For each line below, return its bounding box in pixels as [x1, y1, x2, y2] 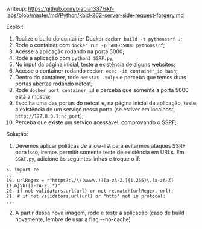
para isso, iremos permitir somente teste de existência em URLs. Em [14, 148, 185, 156]
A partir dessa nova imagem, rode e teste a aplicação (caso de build [14, 209, 185, 216]
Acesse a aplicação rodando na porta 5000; [14, 48, 125, 55]
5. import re [6, 167, 39, 173]
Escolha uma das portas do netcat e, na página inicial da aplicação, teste [14, 99, 197, 107]
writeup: [6, 5, 27, 12]
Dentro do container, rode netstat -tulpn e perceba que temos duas [14, 74, 187, 81]
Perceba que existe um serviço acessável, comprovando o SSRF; [14, 119, 177, 126]
